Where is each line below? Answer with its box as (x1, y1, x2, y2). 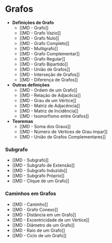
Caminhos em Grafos (5, 190, 56, 197)
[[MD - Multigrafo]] (19, 45, 58, 51)
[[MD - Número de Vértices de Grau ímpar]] (19, 129, 108, 134)
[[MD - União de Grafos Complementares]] (19, 133, 106, 140)
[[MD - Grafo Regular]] (19, 56, 66, 62)
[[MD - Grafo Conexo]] (12, 206, 58, 212)
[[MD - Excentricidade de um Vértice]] (12, 217, 90, 223)
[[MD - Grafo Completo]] (19, 40, 69, 46)
